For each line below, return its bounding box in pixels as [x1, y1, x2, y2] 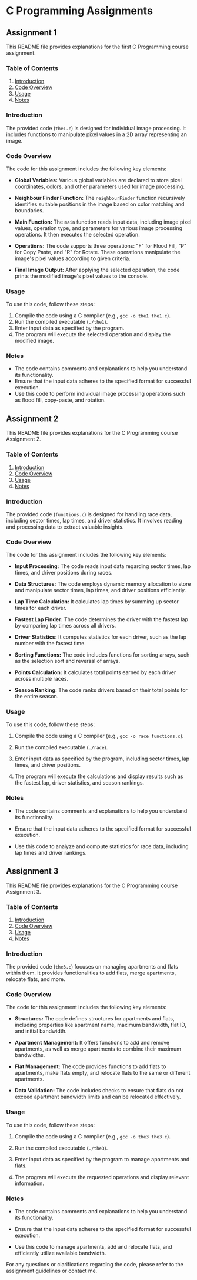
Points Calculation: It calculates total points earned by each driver [14, 669, 176, 676]
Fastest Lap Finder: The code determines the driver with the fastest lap [14, 616, 188, 623]
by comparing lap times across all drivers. [14, 622, 116, 629]
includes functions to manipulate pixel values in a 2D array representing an [6, 131, 187, 138]
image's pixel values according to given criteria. [14, 255, 131, 262]
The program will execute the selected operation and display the [14, 331, 171, 338]
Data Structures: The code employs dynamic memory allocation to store [14, 580, 191, 588]
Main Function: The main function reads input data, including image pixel [14, 218, 192, 225]
